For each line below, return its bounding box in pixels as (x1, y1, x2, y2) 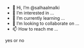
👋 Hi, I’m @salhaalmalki (12, 5, 60, 10)
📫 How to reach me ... (12, 26, 58, 32)
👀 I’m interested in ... (12, 10, 54, 16)
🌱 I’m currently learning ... (12, 15, 65, 21)
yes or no (5, 38, 25, 43)
